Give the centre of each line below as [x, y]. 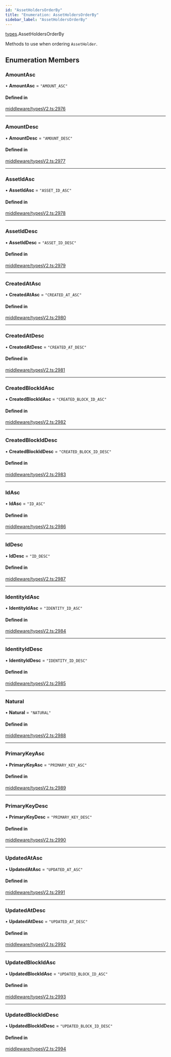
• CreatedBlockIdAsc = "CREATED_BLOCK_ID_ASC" [56, 399]
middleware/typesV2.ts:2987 [36, 579]
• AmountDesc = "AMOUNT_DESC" [39, 138]
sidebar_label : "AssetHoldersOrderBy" [46, 19]
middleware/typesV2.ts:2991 [35, 892]
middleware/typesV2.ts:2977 [36, 161]
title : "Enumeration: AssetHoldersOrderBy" [52, 15]
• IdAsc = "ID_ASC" [25, 503]
